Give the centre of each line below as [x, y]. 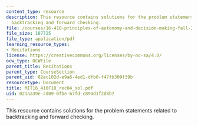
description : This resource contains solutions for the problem [87, 17]
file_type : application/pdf [41, 39]
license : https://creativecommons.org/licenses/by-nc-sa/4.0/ [84, 55]
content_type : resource [35, 11]
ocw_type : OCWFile [29, 61]
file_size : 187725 [29, 34]
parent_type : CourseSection [41, 72]
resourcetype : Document [35, 83]
